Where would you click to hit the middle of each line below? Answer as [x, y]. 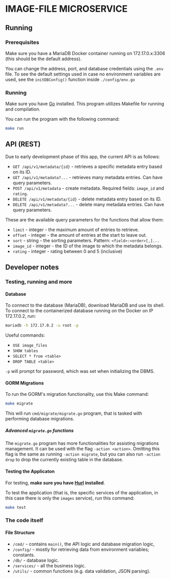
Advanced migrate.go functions [40, 430]
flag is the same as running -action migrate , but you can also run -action [83, 454]
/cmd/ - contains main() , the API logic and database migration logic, [83, 544]
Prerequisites [22, 42]
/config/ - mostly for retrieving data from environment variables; [81, 549]
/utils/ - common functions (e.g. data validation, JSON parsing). [81, 571]
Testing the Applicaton [30, 471]
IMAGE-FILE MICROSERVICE [66, 9]
